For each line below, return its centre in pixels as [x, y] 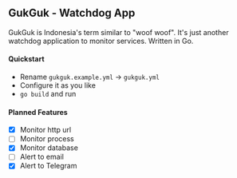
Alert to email [41, 157]
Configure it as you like [57, 85]
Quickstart [27, 59]
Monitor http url [45, 130]
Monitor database [49, 148]
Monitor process [47, 139]
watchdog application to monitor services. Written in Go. [101, 41]
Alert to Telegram [48, 166]
